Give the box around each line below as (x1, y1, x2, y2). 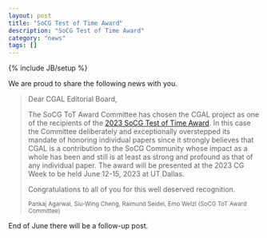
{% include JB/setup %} (8, 63, 88, 73)
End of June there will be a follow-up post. (8, 221, 149, 231)
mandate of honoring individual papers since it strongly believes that (27, 135, 254, 145)
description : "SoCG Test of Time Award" (8, 26, 145, 34)
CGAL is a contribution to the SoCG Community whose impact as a (27, 144, 248, 153)
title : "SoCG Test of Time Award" (8, 19, 124, 27)
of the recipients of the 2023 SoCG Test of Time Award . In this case (27, 118, 252, 128)
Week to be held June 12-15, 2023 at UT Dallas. (27, 169, 185, 179)
